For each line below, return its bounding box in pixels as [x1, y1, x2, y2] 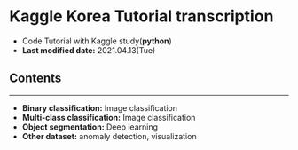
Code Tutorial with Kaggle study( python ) [21, 36, 173, 46]
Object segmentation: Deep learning [21, 122, 158, 132]
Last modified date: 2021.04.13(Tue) [21, 44, 156, 55]
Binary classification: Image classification [21, 102, 178, 113]
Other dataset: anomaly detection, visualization [21, 130, 197, 141]
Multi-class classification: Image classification [21, 112, 196, 122]
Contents [9, 71, 62, 86]
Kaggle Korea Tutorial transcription [9, 6, 274, 27]
